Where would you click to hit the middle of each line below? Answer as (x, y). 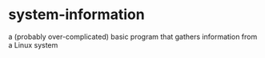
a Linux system (33, 44)
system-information (77, 15)
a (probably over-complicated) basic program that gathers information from (133, 37)
